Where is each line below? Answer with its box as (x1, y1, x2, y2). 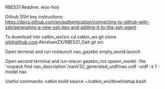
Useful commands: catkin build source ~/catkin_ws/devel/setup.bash (5, 79, 147, 84)
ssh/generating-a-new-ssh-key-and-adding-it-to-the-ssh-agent (5, 24, 137, 30)
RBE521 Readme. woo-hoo (5, 4, 59, 10)
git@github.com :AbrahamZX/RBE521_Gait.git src (5, 39, 104, 45)
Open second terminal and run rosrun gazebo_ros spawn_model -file (5, 58, 146, 64)
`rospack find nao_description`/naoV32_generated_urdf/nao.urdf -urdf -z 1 (5, 64, 157, 69)
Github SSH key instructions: (5, 14, 64, 19)
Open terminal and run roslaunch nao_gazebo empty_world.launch (5, 49, 141, 54)
